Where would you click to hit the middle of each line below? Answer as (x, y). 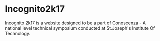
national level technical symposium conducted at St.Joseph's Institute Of (80, 28)
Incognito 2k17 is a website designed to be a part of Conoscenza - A (76, 23)
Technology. (18, 33)
